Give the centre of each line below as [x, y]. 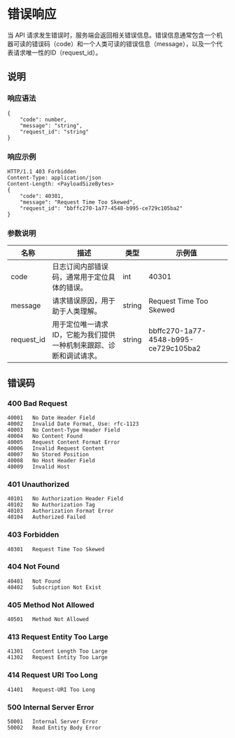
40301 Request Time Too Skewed [56, 549]
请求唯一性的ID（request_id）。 [57, 52]
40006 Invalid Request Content [56, 448]
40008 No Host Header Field [51, 460]
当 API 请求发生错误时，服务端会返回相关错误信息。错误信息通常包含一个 [112, 35]
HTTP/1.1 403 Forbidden [42, 171]
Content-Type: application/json [54, 178]
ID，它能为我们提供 [84, 335]
